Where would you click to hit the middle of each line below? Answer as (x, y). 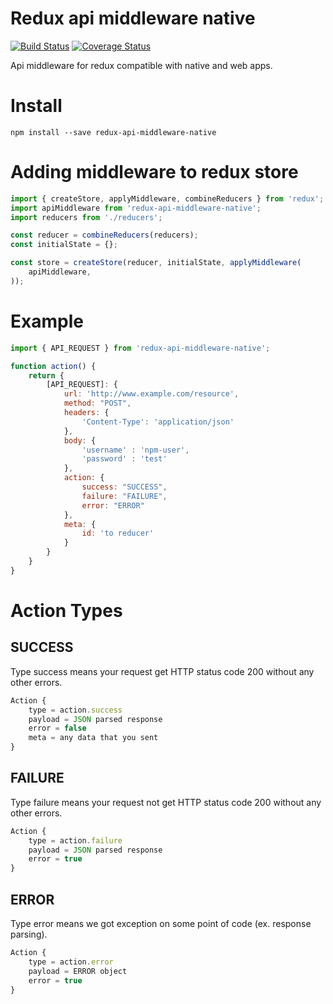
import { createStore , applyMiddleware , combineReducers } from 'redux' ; (167, 198)
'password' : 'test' (124, 459)
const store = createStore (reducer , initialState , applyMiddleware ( (156, 263)
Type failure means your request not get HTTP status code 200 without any (166, 802)
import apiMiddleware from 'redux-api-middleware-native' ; (136, 208)
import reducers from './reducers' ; (86, 217)
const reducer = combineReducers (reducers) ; (104, 235)
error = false (57, 728)
